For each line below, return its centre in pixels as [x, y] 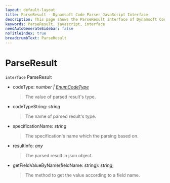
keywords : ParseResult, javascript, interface [55, 24]
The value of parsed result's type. [60, 97]
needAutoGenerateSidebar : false [39, 29]
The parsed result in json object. [59, 155]
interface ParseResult [29, 77]
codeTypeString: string [36, 106]
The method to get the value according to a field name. [82, 175]
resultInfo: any [28, 146]
